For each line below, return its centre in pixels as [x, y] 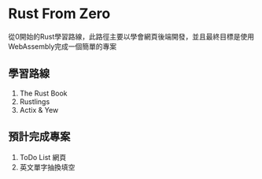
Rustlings [35, 101]
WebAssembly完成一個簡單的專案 [63, 46]
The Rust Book [44, 93]
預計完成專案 [39, 137]
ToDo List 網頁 [43, 157]
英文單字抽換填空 [47, 167]
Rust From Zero [59, 14]
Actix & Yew [39, 110]
